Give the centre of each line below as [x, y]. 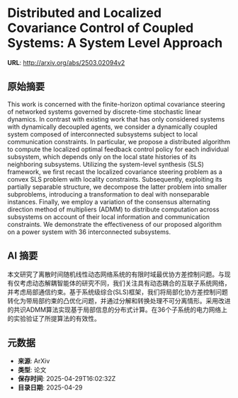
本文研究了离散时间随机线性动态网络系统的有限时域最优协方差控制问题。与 [116, 274]
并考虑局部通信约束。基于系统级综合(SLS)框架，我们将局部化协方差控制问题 [118, 292]
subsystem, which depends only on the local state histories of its [102, 156]
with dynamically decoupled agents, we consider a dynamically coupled [113, 127]
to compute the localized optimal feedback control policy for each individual [118, 149]
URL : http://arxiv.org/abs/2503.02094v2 [66, 62]
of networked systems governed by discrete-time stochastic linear [104, 112]
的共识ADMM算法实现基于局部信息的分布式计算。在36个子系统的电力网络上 [118, 310]
